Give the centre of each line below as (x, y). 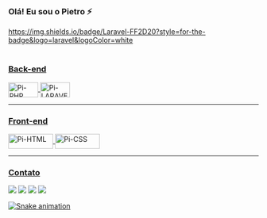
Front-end (28, 120)
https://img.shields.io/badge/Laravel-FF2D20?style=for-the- (107, 32)
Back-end (27, 69)
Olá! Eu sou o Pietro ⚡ (50, 11)
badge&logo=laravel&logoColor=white (71, 40)
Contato (24, 172)
